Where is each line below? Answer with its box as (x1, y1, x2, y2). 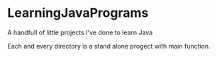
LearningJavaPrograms (7, 5, 149, 21)
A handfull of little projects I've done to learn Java (7, 28, 153, 37)
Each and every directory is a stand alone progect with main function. (7, 42, 211, 50)
